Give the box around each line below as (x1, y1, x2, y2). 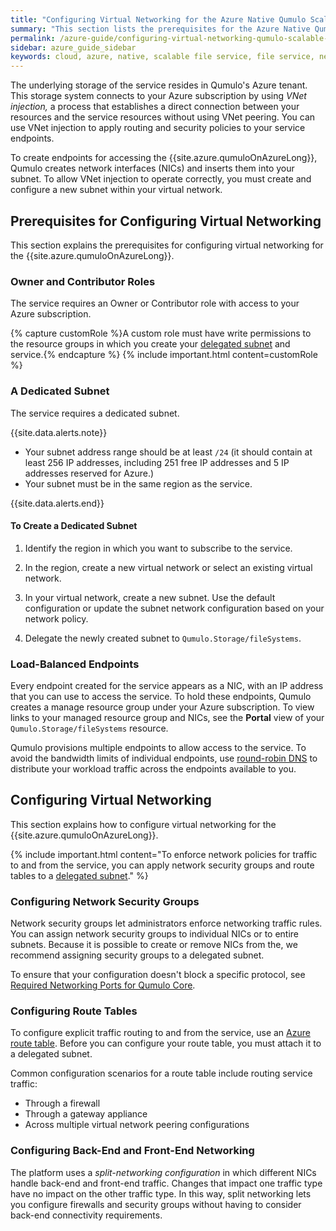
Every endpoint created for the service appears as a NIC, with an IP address (10, 680, 324, 692)
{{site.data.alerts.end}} (10, 497, 105, 509)
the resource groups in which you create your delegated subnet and (10, 338, 291, 350)
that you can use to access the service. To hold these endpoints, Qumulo (10, 691, 312, 703)
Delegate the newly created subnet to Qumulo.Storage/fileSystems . (24, 632, 302, 644)
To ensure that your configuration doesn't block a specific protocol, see (10, 969, 306, 981)
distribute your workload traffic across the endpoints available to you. (10, 763, 297, 775)
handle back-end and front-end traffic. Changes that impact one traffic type (10, 1177, 323, 1189)
